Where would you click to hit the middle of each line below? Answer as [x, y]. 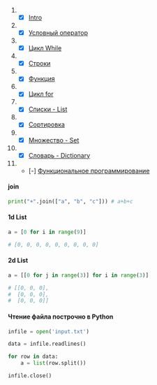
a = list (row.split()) [53, 363]
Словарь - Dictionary [59, 155]
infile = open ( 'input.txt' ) [49, 331]
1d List [17, 217]
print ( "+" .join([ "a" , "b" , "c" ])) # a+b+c [70, 201]
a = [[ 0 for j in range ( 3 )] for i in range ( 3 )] [78, 275]
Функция [42, 79]
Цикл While [45, 48]
